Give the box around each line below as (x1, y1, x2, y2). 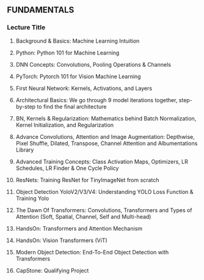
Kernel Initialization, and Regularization (15, 121, 114, 128)
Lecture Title (7, 23, 46, 32)
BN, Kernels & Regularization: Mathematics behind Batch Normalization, (15, 114, 197, 122)
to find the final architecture (37, 103, 107, 110)
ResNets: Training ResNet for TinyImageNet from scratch (15, 176, 159, 183)
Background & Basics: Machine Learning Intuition (15, 37, 140, 45)
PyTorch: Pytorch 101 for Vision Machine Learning (15, 73, 141, 80)
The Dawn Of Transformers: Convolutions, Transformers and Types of (15, 206, 192, 213)
